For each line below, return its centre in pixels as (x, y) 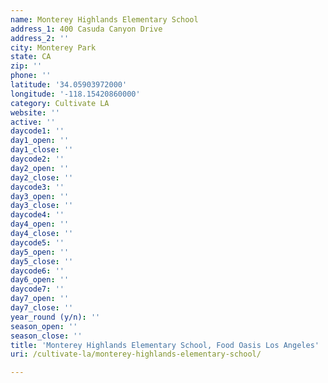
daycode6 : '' (37, 271)
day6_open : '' (40, 280)
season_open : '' (44, 326)
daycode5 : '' (37, 242)
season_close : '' (46, 336)
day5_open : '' (40, 252)
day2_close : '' (42, 177)
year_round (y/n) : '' (55, 317)
